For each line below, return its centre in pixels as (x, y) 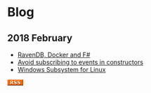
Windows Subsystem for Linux (61, 70)
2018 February (40, 38)
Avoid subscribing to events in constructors (80, 62)
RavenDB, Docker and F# (54, 55)
